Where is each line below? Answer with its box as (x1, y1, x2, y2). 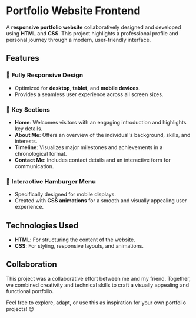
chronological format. (14, 150, 67, 157)
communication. (14, 162, 54, 169)
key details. (14, 125, 43, 132)
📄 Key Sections (6, 105, 50, 113)
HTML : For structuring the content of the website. (14, 236, 135, 243)
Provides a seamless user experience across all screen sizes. (14, 90, 164, 98)
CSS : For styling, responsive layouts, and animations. (14, 242, 144, 250)
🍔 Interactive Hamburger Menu (6, 177, 96, 185)
